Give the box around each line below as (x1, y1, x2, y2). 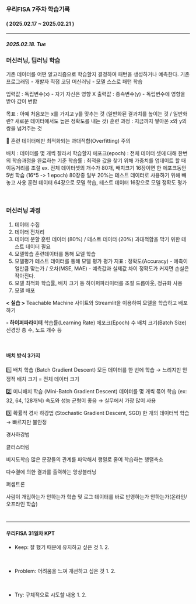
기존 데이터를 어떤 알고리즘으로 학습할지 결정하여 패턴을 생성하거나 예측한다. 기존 (6, 71, 190, 78)
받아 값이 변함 (6, 98, 38, 105)
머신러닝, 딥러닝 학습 (6, 57, 61, 65)
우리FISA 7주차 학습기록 (6, 5, 70, 13)
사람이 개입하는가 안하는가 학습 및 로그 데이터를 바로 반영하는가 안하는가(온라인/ (6, 493, 188, 500)
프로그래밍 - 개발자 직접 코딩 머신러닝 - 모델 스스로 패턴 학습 (6, 78, 143, 85)
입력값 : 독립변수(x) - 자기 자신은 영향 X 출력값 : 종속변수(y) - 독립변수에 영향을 (6, 91, 185, 98)
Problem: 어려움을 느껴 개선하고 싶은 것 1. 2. (14, 568, 116, 575)
